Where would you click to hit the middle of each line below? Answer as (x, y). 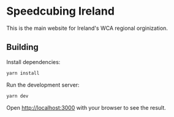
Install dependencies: (33, 62)
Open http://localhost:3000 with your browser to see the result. (86, 107)
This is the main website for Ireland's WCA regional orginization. (87, 28)
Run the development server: (43, 85)
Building (22, 47)
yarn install (23, 73)
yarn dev (17, 96)
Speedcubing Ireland (61, 11)
